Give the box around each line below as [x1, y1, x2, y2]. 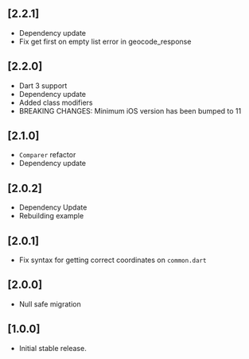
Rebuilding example [18, 211, 84, 221]
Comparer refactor [18, 150, 76, 160]
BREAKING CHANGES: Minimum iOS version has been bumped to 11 [18, 106, 242, 115]
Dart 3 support [18, 80, 68, 91]
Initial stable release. [18, 343, 87, 353]
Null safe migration [18, 299, 81, 309]
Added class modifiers [18, 98, 93, 107]
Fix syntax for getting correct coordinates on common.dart [18, 255, 207, 265]
